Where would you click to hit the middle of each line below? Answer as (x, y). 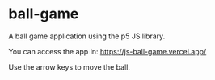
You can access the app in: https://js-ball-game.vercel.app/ (107, 51)
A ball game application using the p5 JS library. (87, 36)
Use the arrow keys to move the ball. (70, 67)
